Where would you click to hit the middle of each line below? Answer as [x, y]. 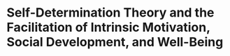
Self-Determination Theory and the [110, 13]
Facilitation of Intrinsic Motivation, [108, 27]
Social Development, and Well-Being [115, 42]
